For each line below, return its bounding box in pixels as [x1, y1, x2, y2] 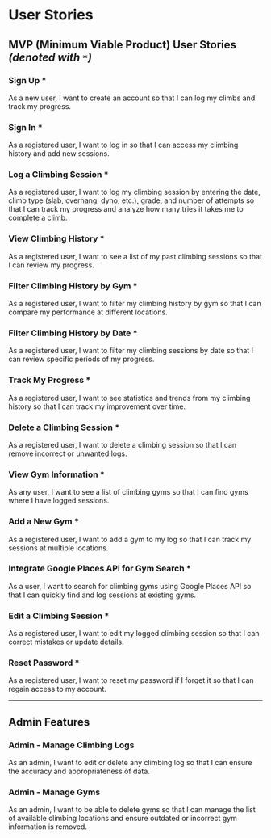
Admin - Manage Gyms [8, 786, 101, 798]
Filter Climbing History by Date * [8, 327, 138, 339]
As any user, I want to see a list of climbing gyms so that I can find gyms [8, 487, 248, 497]
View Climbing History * [8, 233, 105, 244]
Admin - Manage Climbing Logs [8, 739, 135, 751]
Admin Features [8, 715, 90, 729]
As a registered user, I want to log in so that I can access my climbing [8, 140, 239, 150]
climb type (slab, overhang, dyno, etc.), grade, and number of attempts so [8, 196, 255, 205]
